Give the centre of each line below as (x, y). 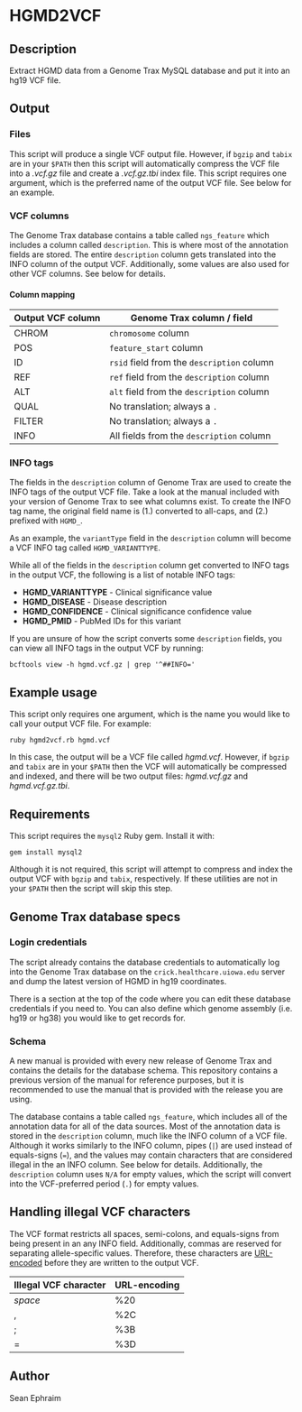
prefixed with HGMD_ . (46, 521)
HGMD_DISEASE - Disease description (95, 602)
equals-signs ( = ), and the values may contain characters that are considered (151, 1155)
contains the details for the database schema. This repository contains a (143, 1071)
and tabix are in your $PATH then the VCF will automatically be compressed (148, 767)
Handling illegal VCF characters (100, 1212)
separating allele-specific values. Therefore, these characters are (131, 1253)
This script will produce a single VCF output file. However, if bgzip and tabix (151, 153)
